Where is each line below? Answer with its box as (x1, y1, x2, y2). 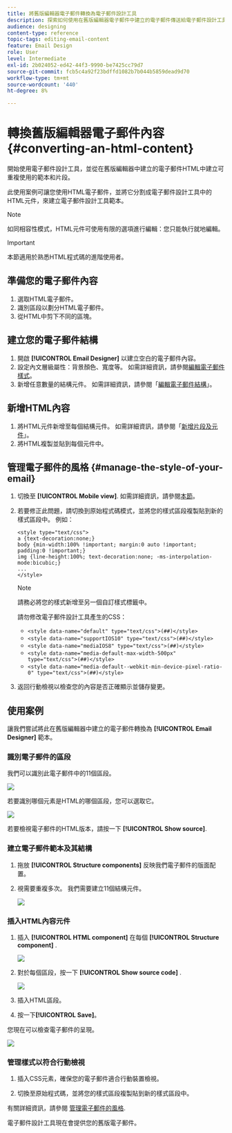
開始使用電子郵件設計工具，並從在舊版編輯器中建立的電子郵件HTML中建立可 (7, 164, 224, 173)
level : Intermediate (7, 55, 67, 62)
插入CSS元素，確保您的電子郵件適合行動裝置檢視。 (17, 1075, 163, 1083)
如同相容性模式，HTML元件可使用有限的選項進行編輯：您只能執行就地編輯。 (7, 225, 224, 233)
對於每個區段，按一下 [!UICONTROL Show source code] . (17, 968, 182, 977)
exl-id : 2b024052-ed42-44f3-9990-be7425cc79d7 (7, 62, 144, 69)
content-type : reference (7, 29, 79, 37)
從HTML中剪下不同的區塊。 (17, 312, 95, 320)
